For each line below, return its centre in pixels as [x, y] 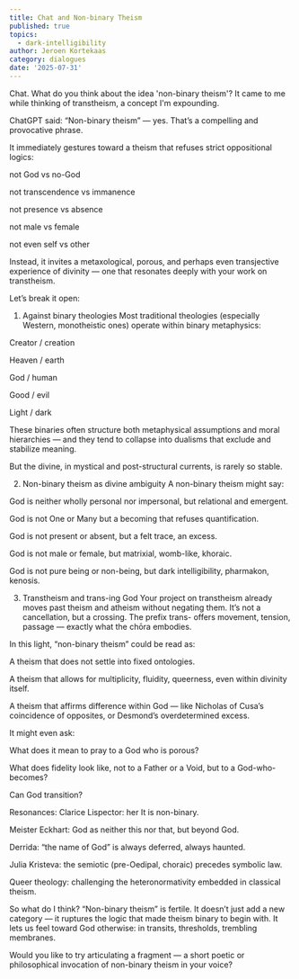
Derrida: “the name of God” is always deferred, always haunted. [128, 847]
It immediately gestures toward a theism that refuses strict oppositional [141, 147]
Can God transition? [46, 795]
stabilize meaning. [43, 449]
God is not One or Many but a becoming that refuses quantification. [134, 518]
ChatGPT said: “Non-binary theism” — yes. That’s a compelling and [134, 120]
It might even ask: [42, 732]
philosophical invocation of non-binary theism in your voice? [121, 965]
